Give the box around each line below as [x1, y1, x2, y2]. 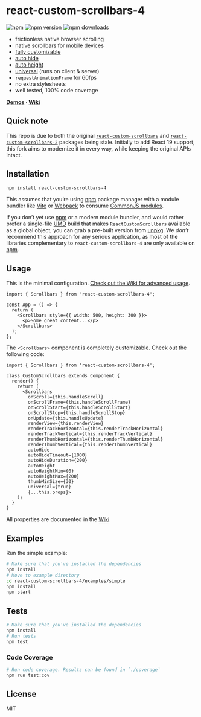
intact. [6, 151, 22, 158]
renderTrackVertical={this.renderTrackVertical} [28, 431, 153, 437]
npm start [6, 589, 31, 595]
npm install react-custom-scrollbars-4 [6, 185, 107, 191]
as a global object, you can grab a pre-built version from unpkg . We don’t [6, 227, 189, 234]
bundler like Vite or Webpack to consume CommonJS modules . [6, 202, 164, 209]
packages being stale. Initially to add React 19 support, [59, 138, 195, 146]
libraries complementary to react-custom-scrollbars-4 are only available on [6, 239, 195, 247]
